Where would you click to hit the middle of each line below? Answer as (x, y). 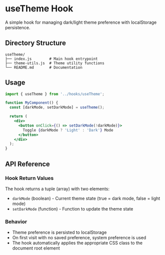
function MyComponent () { (32, 103)
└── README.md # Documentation (44, 67)
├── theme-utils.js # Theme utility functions (55, 63)
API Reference (28, 164)
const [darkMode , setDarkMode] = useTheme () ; (57, 107)
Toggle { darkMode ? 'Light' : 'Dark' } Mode (68, 130)
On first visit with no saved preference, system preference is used (79, 238)
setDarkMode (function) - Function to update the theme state (73, 209)
